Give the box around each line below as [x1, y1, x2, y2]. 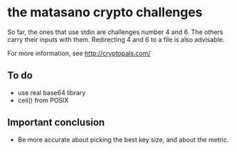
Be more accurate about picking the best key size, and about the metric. [17, 135, 230, 144]
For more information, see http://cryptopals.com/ [7, 49, 151, 57]
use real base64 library [17, 88, 86, 96]
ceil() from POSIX [17, 96, 69, 104]
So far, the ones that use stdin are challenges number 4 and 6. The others [7, 28, 224, 36]
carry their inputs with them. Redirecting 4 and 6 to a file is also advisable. [7, 35, 225, 43]
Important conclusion [7, 116, 105, 128]
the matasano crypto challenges [7, 4, 203, 21]
